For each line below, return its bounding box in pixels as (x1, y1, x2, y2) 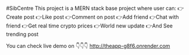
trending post (6, 31, 39, 37)
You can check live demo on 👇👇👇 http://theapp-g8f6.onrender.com (6, 43, 170, 49)
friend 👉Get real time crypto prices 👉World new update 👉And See (6, 22, 173, 29)
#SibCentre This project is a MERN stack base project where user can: (6, 5, 177, 12)
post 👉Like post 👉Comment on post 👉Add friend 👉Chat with (23, 13, 179, 20)
